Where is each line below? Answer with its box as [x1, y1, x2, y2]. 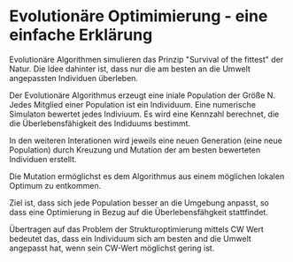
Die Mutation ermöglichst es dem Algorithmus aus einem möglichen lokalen [9, 170, 285, 182]
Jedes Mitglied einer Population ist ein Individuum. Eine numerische [9, 99, 257, 109]
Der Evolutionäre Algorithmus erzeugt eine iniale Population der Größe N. [9, 90, 276, 101]
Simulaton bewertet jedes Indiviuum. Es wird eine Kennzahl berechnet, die [9, 109, 280, 119]
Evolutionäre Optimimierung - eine [9, 6, 268, 26]
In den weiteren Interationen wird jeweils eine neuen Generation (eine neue [9, 135, 283, 146]
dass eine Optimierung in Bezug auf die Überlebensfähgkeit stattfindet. [9, 206, 268, 217]
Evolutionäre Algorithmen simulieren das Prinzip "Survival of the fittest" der [9, 54, 284, 64]
